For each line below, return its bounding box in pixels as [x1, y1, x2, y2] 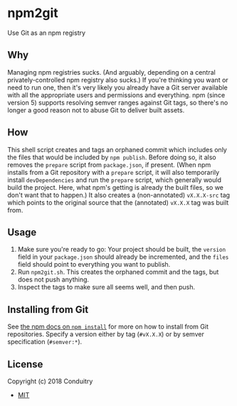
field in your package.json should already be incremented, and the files [17, 252, 229, 261]
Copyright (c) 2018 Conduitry [7, 377, 93, 385]
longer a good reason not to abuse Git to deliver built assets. [7, 105, 185, 114]
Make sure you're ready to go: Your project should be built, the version [17, 245, 226, 254]
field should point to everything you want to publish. [17, 260, 171, 269]
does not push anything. [17, 275, 90, 284]
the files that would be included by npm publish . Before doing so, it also [7, 153, 216, 161]
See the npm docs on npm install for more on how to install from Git [7, 322, 209, 331]
